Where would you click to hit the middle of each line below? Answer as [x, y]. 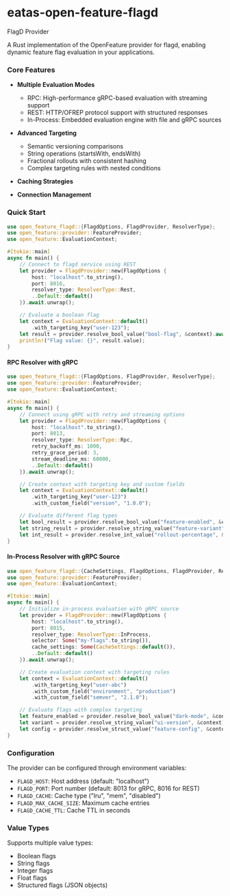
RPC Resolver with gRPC [43, 362]
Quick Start [26, 212]
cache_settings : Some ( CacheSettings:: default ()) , [104, 647]
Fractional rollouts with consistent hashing [87, 161]
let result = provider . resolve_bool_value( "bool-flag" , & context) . [117, 334]
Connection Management [54, 195]
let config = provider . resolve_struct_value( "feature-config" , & [115, 729]
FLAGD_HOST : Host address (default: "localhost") [83, 781]
